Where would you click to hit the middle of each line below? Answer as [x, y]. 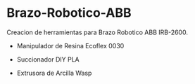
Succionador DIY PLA [48, 59]
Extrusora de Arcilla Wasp [54, 73]
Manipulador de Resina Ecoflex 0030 [70, 45]
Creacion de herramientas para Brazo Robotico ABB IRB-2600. [97, 32]
